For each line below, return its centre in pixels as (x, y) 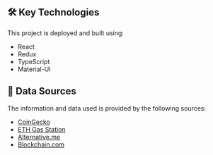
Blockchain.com (41, 144)
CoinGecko (34, 122)
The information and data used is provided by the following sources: (107, 108)
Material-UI (34, 69)
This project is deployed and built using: (65, 33)
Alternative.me (39, 137)
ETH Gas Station (41, 129)
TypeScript (34, 61)
